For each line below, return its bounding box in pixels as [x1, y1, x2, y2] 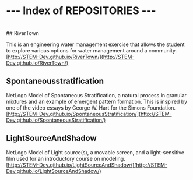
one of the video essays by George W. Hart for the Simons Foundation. [6, 104, 176, 111]
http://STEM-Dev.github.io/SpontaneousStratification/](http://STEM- [8, 110, 172, 117]
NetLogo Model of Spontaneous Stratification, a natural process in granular [6, 91, 187, 98]
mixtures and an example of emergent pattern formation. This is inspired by [6, 98, 188, 105]
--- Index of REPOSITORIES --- [6, 4, 156, 17]
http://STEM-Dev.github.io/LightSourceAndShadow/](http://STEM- [8, 161, 168, 168]
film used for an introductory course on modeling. [6, 155, 125, 162]
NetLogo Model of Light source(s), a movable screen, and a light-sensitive [6, 149, 185, 156]
